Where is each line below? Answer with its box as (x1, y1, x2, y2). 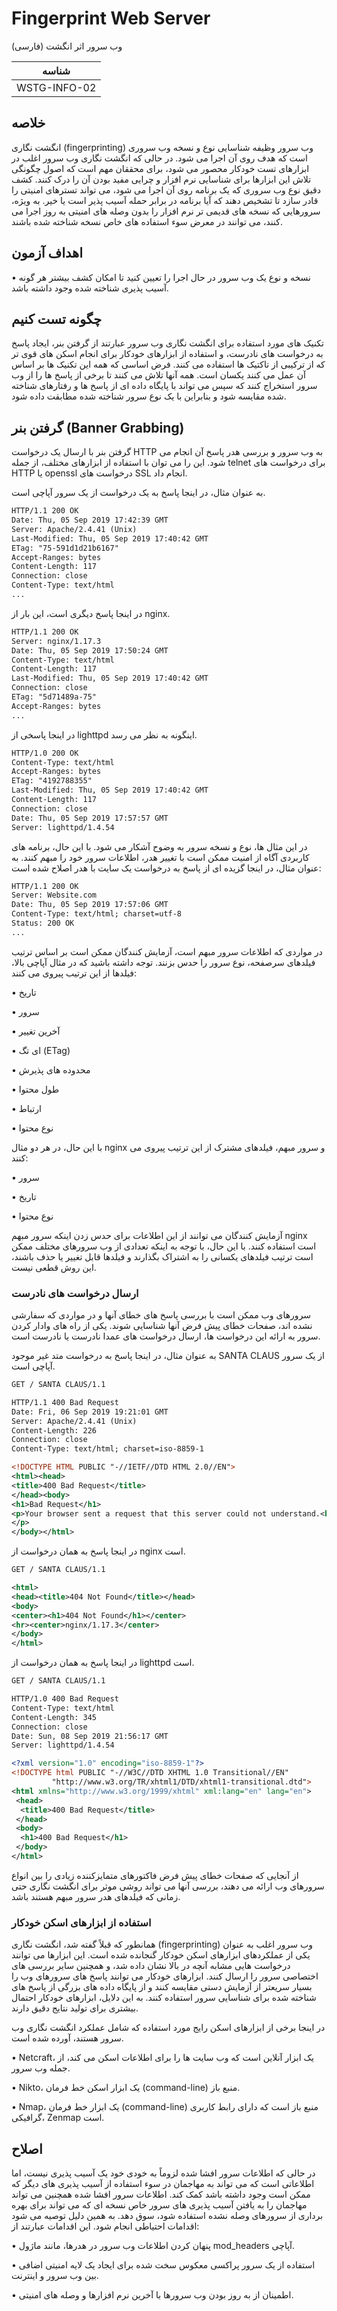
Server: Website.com (11, 890, 98, 901)
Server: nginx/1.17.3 (11, 636, 102, 646)
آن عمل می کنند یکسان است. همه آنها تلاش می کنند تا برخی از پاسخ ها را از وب (11, 369, 306, 381)
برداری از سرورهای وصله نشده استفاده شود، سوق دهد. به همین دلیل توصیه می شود (11, 2210, 324, 2222)
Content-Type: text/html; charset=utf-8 (11, 909, 183, 919)
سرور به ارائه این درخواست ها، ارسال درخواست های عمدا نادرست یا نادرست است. (11, 1330, 321, 1342)
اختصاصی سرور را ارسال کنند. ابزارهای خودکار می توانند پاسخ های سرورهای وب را (11, 1970, 319, 1982)
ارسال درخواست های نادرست (11, 1286, 139, 1300)
